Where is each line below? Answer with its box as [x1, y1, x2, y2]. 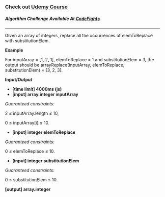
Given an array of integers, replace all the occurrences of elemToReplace [5, 32, 153, 38]
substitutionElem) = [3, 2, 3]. [5, 67, 63, 73]
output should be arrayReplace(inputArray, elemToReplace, [5, 62, 125, 68]
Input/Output [5, 76, 33, 82]
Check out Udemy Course [5, 3, 68, 10]
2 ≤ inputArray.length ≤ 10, [5, 110, 59, 116]
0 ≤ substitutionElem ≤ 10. [5, 176, 58, 182]
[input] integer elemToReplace [12, 129, 76, 135]
